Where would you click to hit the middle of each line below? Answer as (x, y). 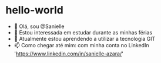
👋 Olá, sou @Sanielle (39, 26)
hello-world (35, 10)
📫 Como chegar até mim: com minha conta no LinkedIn (81, 45)
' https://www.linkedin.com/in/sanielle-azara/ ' (69, 54)
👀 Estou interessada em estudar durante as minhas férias (83, 32)
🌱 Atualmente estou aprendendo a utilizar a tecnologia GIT (85, 38)
